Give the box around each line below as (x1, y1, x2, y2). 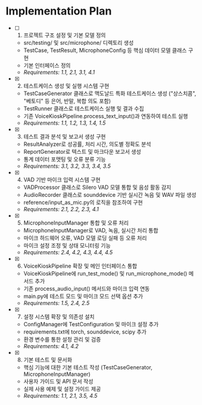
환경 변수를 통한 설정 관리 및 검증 (23, 335, 101, 343)
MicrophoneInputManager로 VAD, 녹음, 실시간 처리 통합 (23, 226, 158, 234)
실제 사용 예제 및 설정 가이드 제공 (23, 385, 101, 392)
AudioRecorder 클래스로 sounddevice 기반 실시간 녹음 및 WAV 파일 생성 (23, 191, 197, 198)
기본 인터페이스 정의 (23, 62, 71, 69)
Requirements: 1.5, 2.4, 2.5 (23, 299, 90, 306)
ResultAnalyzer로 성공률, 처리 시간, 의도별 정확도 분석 (23, 140, 152, 148)
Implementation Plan (5, 4, 112, 18)
